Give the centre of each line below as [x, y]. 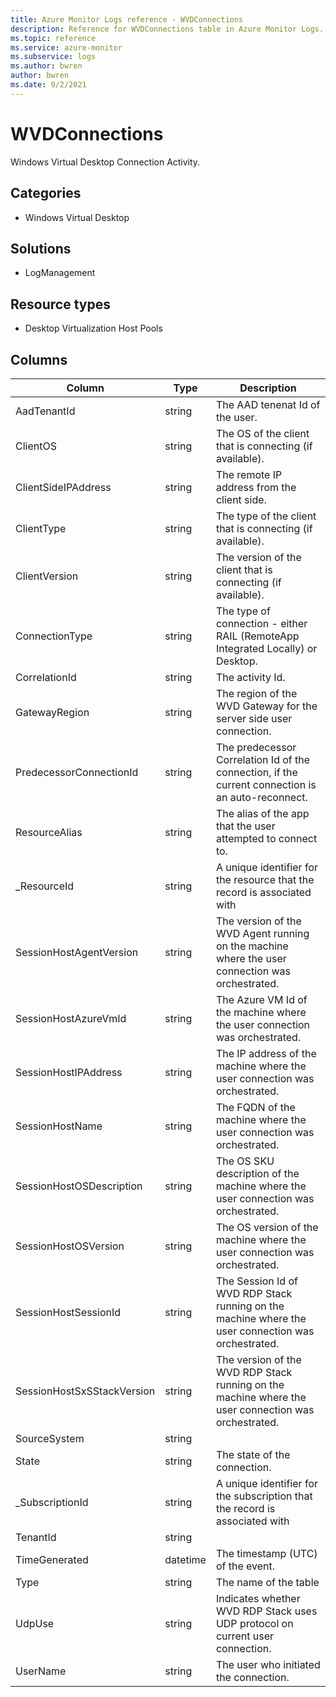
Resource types [60, 304]
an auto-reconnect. [261, 797]
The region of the [256, 693]
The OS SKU [245, 1161]
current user [245, 1636]
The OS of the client [262, 433]
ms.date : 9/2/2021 [48, 85]
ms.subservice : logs [53, 57]
